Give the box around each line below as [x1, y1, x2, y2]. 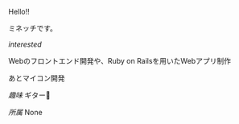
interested [8, 39, 42, 49]
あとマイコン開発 [8, 73, 65, 83]
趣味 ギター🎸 [8, 90, 51, 100]
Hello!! [8, 7, 30, 16]
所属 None [8, 108, 43, 117]
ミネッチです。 [8, 23, 58, 33]
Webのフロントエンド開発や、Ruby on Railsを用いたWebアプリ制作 [8, 56, 232, 65]
